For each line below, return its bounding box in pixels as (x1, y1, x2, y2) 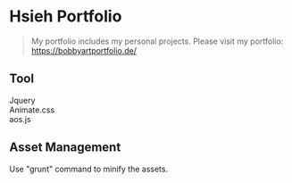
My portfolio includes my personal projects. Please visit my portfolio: (30, 36, 284, 46)
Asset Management (9, 140, 121, 155)
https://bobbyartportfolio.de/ (30, 45, 137, 55)
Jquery (9, 95, 36, 105)
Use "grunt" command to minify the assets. (9, 163, 168, 174)
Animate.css (9, 104, 55, 115)
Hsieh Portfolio (9, 6, 122, 27)
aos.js (9, 113, 31, 124)
